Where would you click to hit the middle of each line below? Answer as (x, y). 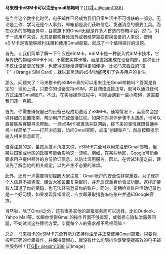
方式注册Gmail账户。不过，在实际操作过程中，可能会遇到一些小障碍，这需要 (82, 95)
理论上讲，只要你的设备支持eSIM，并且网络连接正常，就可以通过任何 (88, 89)
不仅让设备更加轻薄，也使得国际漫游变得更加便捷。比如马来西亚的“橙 (75, 66)
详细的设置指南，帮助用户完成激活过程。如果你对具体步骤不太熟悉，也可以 (85, 118)
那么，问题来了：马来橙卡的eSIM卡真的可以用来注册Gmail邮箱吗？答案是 (79, 83)
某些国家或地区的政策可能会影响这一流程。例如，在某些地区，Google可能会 (82, 153)
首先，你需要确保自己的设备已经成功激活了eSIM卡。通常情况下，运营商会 (80, 111)
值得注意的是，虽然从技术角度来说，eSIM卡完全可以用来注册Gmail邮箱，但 (81, 147)
